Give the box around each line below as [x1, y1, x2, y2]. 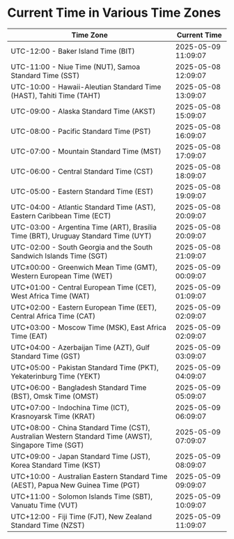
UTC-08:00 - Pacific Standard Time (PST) [10, 126, 151, 136]
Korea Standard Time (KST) [10, 460, 101, 470]
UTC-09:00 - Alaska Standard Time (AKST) [10, 106, 156, 116]
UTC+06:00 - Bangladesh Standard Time [10, 382, 147, 392]
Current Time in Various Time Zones [7, 5, 221, 21]
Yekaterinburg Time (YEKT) [10, 371, 101, 381]
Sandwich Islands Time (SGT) [10, 251, 108, 261]
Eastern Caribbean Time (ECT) [10, 211, 111, 220]
